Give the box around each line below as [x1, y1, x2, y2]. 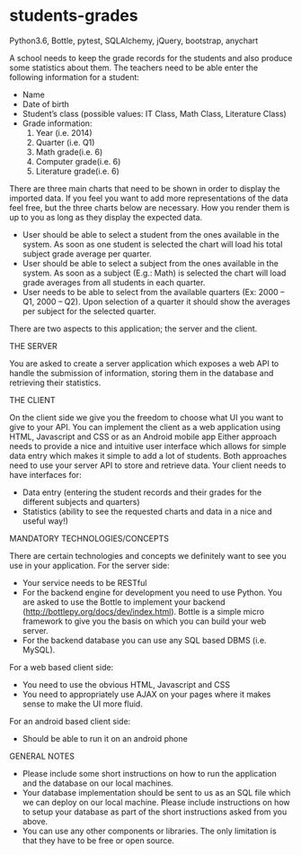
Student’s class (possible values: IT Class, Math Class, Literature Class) [22, 108, 288, 119]
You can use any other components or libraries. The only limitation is [22, 825, 277, 836]
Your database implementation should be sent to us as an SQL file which [22, 787, 291, 797]
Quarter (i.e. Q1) [35, 137, 95, 148]
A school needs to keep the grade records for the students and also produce [9, 52, 293, 63]
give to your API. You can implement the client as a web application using [9, 421, 281, 432]
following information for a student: [9, 71, 139, 82]
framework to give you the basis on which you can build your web [22, 616, 267, 626]
